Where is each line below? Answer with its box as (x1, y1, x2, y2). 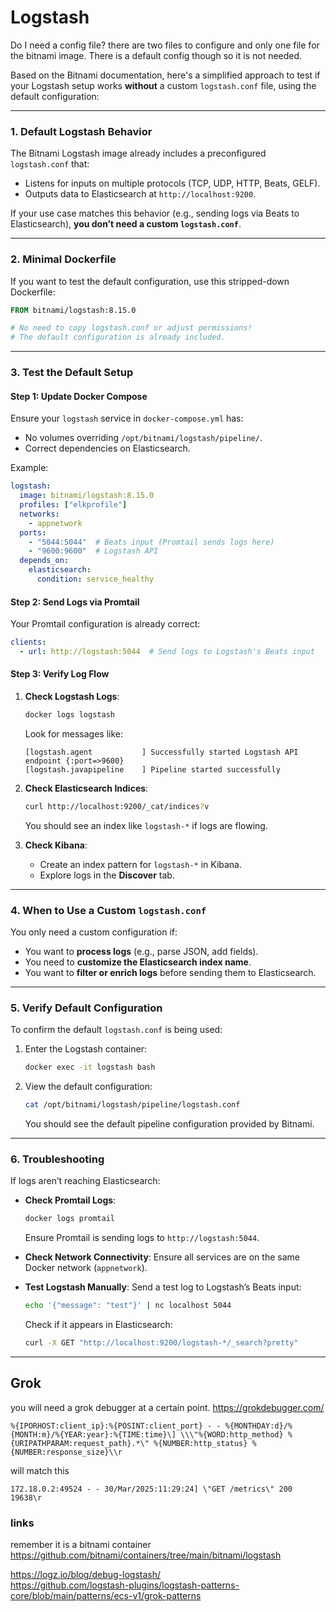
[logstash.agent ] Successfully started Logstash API (24, 747, 299, 757)
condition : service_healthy (36, 574, 155, 585)
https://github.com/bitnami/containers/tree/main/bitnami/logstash (10, 1549, 282, 1561)
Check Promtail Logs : (24, 1194, 117, 1206)
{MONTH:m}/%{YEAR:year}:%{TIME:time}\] (10, 1429, 177, 1440)
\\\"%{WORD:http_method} (180, 1429, 284, 1440)
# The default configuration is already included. (10, 332, 226, 343)
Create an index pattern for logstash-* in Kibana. (39, 858, 243, 870)
